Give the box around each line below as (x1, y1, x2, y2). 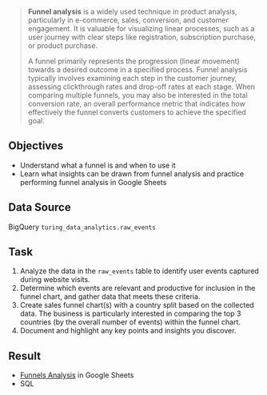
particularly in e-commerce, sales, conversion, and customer (27, 15, 229, 25)
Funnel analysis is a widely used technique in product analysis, (27, 7, 237, 16)
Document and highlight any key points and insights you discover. (19, 326, 237, 336)
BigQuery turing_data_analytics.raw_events (8, 222, 156, 232)
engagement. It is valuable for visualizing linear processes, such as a (27, 24, 255, 33)
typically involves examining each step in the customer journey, (27, 74, 237, 83)
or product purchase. (27, 41, 98, 50)
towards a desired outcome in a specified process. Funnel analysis (27, 65, 248, 75)
